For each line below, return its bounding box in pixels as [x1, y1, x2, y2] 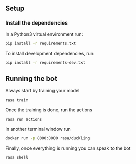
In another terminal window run [5, 126, 71, 132]
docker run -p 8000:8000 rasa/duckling [5, 136, 90, 141]
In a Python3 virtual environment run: [5, 31, 83, 37]
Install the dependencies [5, 19, 68, 27]
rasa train [5, 98, 29, 103]
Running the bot [5, 74, 58, 83]
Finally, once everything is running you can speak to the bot [5, 145, 131, 151]
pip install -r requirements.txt [5, 41, 76, 46]
